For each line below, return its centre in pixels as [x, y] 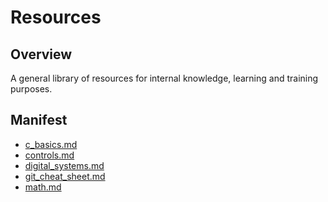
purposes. [31, 89]
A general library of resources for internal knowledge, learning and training [164, 78]
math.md [43, 187]
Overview [41, 54]
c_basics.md [51, 144]
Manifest [39, 120]
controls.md [49, 155]
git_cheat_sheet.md [65, 176]
